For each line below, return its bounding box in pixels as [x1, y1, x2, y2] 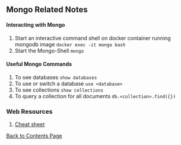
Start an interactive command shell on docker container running [14, 34, 171, 41]
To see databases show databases [14, 73, 97, 80]
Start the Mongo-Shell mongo [14, 47, 84, 54]
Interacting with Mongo [6, 21, 65, 28]
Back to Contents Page [6, 133, 62, 140]
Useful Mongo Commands [6, 60, 72, 67]
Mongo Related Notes [6, 5, 88, 15]
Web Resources [6, 107, 53, 115]
